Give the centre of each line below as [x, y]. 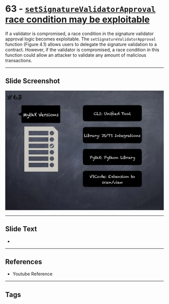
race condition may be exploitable [77, 19]
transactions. [19, 60]
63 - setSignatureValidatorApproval [80, 9]
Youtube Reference [32, 274]
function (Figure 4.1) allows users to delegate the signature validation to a [81, 44]
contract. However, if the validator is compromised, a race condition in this [82, 50]
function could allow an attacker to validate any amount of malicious [76, 55]
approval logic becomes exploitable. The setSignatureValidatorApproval [80, 39]
